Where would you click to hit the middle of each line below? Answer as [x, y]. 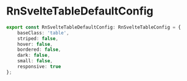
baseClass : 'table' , [43, 33]
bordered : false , [39, 50]
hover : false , [35, 44]
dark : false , [34, 56]
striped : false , [38, 38]
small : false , [35, 61]
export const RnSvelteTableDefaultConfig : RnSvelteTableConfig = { [94, 27]
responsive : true [39, 67]
